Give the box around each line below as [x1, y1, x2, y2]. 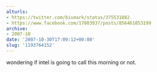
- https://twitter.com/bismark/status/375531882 [6, 14, 130, 20]
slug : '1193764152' [6, 43, 55, 49]
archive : [6, 25, 28, 32]
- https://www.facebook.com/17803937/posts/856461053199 [6, 20, 152, 26]
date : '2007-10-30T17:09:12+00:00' [6, 37, 95, 43]
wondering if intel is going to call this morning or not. [6, 58, 137, 66]
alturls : [6, 8, 28, 15]
